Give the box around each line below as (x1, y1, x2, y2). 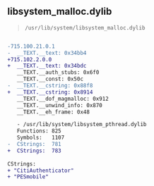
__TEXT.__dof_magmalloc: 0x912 (16, 95, 109, 102)
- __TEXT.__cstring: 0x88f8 (7, 82, 93, 89)
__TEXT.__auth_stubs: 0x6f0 (16, 69, 100, 76)
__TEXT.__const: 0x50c (16, 75, 83, 83)
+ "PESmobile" (7, 173, 49, 180)
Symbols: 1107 (16, 134, 65, 142)
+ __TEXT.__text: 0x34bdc (7, 63, 87, 70)
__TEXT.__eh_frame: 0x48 (16, 108, 90, 116)
